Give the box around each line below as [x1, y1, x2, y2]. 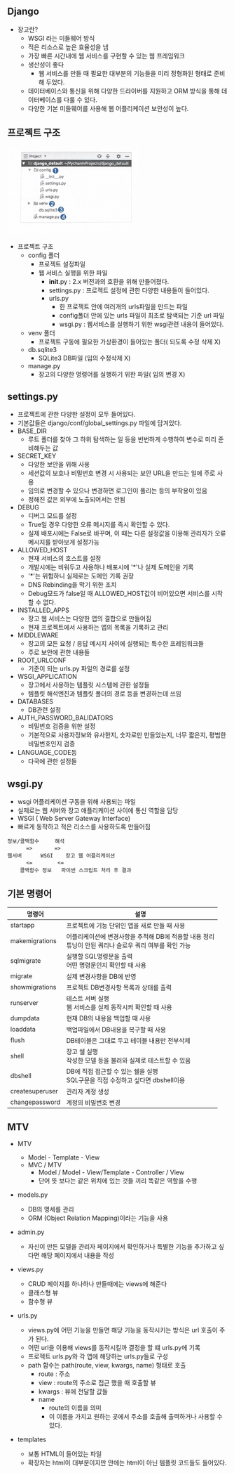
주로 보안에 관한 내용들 [27, 648, 90, 656]
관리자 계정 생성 [66, 1087, 110, 1096]
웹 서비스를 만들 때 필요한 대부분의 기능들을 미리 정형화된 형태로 [38, 69, 212, 77]
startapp [10, 921, 35, 930]
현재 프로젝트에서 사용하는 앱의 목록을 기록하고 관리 [27, 623, 169, 632]
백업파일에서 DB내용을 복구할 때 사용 [66, 1025, 167, 1034]
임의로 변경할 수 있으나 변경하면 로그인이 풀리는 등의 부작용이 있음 [27, 486, 208, 495]
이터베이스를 [27, 95, 62, 104]
